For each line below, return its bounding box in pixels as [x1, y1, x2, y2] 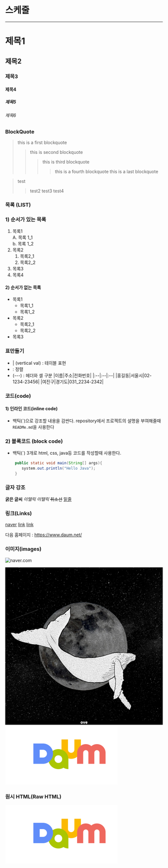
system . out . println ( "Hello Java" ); [21, 466, 96, 471]
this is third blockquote [42, 158, 90, 165]
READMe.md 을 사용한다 [12, 424, 54, 430]
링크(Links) [5, 510, 32, 517]
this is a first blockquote [17, 139, 67, 145]
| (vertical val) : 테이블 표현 [12, 360, 66, 366]
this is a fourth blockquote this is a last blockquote [54, 168, 158, 174]
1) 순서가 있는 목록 [5, 216, 46, 223]
